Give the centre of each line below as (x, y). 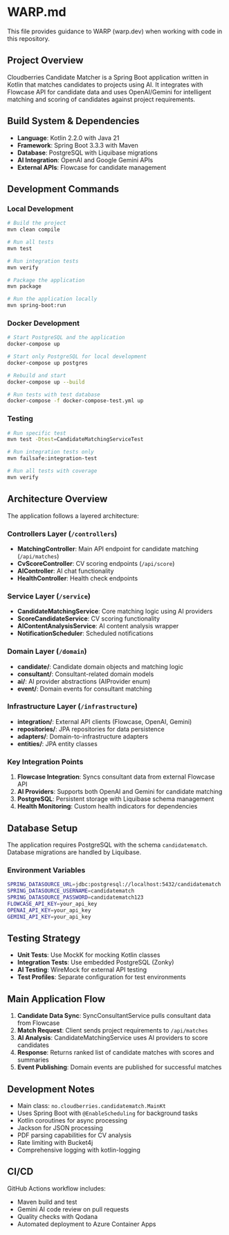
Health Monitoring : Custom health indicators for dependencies (107, 806)
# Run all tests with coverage (52, 471)
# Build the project (37, 223)
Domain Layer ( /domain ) (47, 651)
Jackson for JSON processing (60, 1128)
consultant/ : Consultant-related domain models (85, 674)
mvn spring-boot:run (37, 306)
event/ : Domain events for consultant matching (84, 689)
